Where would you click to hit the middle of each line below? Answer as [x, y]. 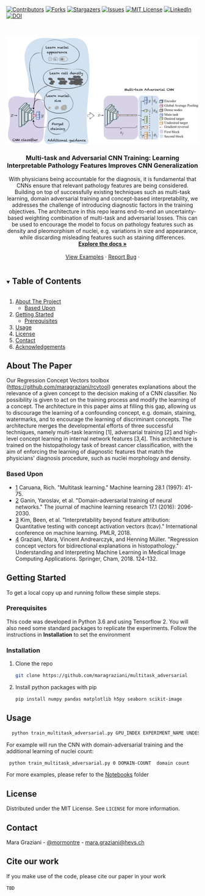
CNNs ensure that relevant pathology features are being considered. [103, 185]
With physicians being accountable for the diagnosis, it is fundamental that [103, 179]
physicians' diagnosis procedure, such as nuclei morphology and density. [99, 458]
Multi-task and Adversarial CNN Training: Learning [103, 158]
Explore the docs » [103, 243]
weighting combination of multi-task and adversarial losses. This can [111, 218]
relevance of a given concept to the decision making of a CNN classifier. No [102, 393]
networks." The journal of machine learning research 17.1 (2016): [95, 507]
